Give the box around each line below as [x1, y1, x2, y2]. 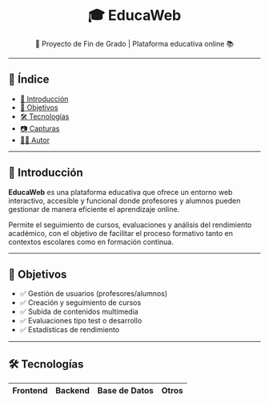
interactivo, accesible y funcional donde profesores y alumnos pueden [8, 196, 241, 205]
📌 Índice [8, 73, 50, 87]
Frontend [12, 385, 48, 396]
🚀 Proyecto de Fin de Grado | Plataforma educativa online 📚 [34, 39, 235, 48]
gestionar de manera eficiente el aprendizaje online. [8, 204, 180, 213]
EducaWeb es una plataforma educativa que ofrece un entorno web [8, 187, 233, 197]
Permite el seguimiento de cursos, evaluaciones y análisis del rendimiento [8, 220, 252, 229]
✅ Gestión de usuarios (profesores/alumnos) [19, 289, 168, 298]
